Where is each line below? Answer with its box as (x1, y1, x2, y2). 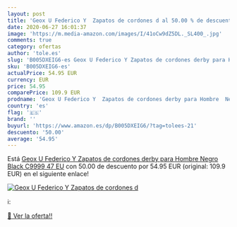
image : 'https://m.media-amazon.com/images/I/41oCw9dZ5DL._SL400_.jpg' (7, 30, 222, 37)
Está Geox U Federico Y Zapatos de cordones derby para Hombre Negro (7, 155, 219, 163)
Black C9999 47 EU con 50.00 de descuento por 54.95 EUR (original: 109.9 (7, 162, 226, 170)
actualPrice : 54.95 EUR (7, 69, 78, 76)
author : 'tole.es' (7, 50, 61, 57)
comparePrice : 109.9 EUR (7, 89, 80, 96)
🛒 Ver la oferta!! (7, 211, 53, 220)
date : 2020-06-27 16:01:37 (7, 23, 87, 30)
